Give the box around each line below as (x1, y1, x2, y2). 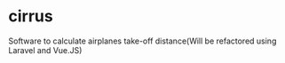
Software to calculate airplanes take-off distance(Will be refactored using (8, 35, 277, 46)
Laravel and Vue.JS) (8, 44, 83, 55)
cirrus (8, 6, 54, 27)
